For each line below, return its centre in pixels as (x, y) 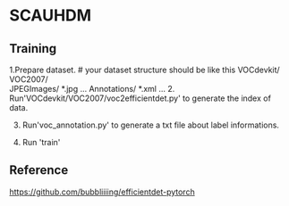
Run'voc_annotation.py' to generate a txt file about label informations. (151, 125)
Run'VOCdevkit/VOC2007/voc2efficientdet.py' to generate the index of (140, 98)
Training (33, 49)
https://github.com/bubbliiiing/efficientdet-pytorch (102, 192)
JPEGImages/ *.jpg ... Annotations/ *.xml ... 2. (92, 89)
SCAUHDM (51, 16)
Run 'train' (41, 142)
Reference (39, 170)
